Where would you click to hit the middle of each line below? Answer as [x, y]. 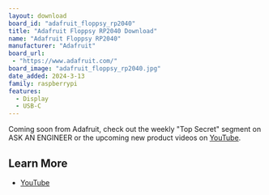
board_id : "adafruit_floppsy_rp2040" [72, 23]
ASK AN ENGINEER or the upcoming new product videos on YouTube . [125, 138]
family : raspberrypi [43, 83]
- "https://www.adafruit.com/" [64, 61]
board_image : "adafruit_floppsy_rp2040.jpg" [85, 69]
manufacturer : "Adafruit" [52, 46]
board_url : [27, 53]
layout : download [38, 16]
